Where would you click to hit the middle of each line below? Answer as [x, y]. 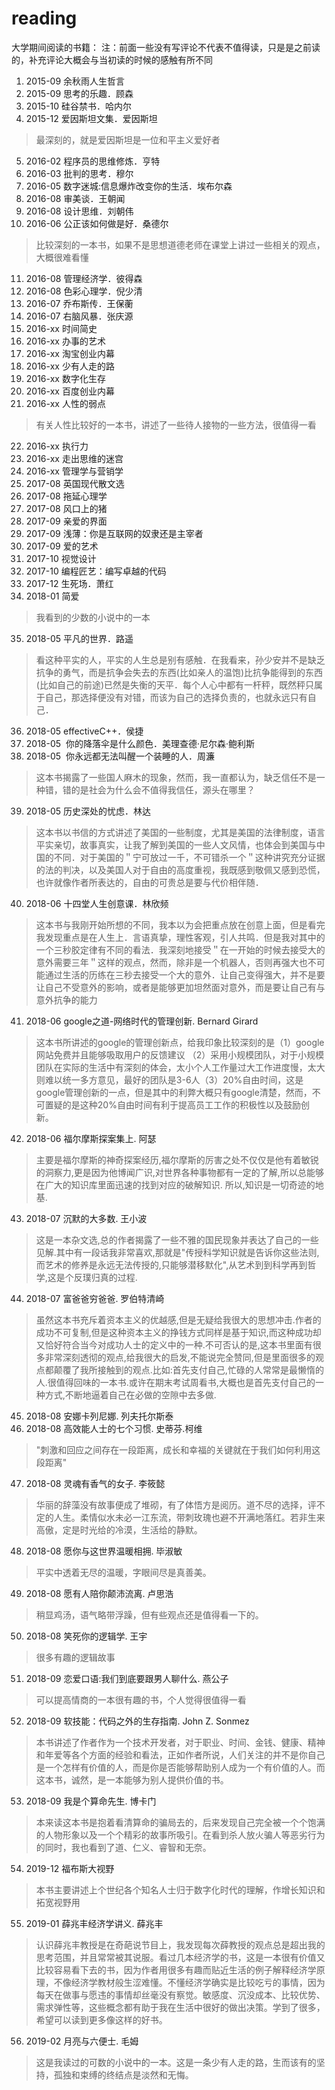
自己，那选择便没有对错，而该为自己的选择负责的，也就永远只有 [176, 697]
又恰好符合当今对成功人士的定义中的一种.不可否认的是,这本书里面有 [174, 1344]
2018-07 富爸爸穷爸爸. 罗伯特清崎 [95, 1298]
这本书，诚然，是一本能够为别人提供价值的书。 [132, 1779]
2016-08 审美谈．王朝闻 [75, 198]
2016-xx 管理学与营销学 [74, 471]
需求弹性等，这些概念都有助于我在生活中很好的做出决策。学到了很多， [180, 2007]
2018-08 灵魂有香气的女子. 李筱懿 [95, 1483]
